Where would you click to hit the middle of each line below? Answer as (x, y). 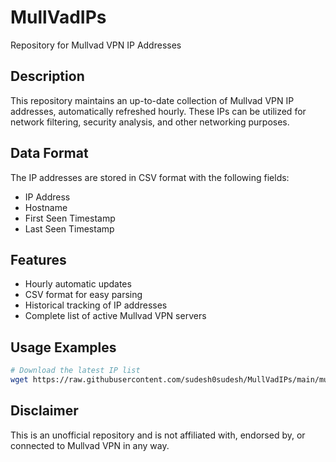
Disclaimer (44, 411)
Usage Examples (63, 347)
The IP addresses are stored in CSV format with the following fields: (150, 177)
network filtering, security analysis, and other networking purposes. (150, 122)
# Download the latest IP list (75, 371)
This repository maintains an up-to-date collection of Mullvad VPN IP (152, 100)
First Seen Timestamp (70, 218)
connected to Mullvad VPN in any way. (90, 445)
